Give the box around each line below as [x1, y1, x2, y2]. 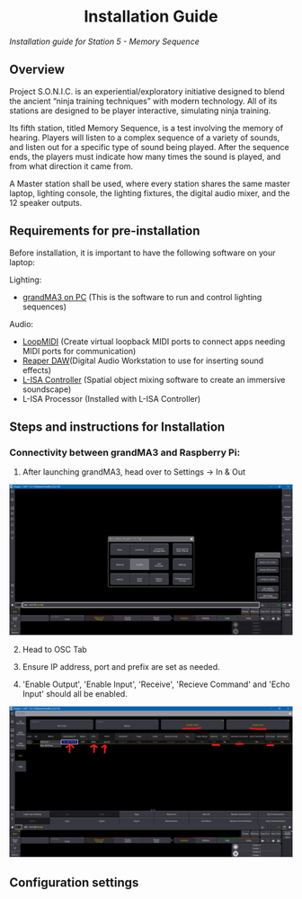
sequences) [22, 301, 67, 312]
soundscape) [22, 384, 72, 395]
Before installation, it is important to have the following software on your [9, 247, 276, 258]
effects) [22, 364, 52, 375]
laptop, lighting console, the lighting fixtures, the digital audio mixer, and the [9, 187, 290, 199]
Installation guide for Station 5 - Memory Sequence [9, 36, 200, 47]
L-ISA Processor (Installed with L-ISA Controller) [22, 393, 201, 404]
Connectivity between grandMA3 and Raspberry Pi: [9, 446, 241, 458]
